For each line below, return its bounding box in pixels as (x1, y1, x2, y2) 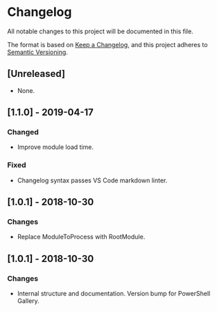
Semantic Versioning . (7, 48, 68, 56)
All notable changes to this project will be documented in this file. (7, 27, 194, 35)
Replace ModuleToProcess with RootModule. (17, 233, 146, 241)
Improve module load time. (17, 143, 94, 151)
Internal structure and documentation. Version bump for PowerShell (17, 289, 211, 298)
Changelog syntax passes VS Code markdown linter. (17, 176, 168, 184)
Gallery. (17, 297, 40, 305)
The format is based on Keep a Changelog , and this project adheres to (7, 40, 208, 49)
